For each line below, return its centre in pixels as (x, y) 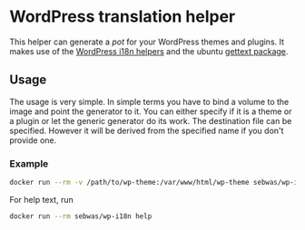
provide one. (33, 140)
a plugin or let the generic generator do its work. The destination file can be (151, 120)
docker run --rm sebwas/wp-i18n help (81, 216)
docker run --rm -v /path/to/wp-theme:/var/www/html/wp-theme (129, 183)
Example (29, 163)
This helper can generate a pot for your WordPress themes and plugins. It (147, 42)
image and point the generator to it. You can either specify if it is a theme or (151, 111)
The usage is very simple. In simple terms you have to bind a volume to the (149, 101)
